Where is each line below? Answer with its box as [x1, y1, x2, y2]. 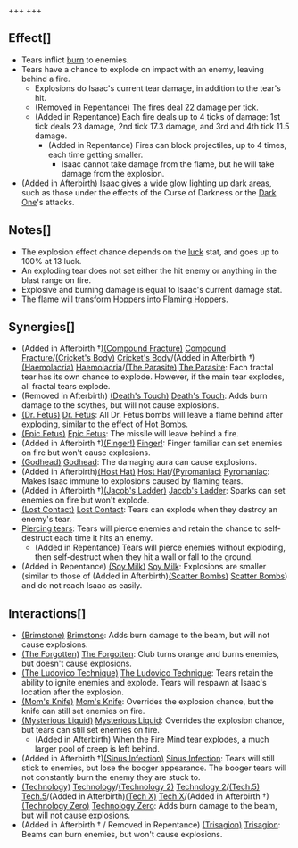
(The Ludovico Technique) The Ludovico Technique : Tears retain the [21, 668, 274, 678]
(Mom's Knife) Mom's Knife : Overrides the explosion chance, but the [21, 696, 274, 707]
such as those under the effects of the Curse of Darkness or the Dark [21, 187, 277, 197]
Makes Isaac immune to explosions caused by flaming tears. [21, 476, 244, 486]
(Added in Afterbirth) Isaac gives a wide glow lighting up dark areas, [21, 178, 272, 188]
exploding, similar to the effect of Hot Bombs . [21, 419, 188, 429]
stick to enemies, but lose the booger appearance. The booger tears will [21, 762, 287, 773]
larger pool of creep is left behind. [34, 744, 160, 754]
